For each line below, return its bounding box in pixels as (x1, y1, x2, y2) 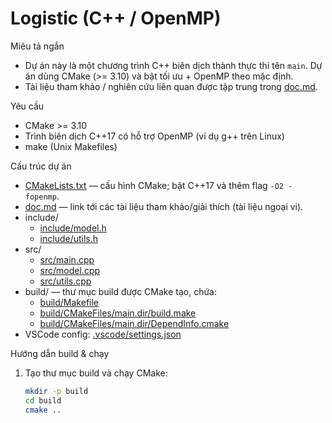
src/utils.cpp (39, 275, 92, 287)
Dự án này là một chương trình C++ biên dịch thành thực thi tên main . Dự (24, 59, 323, 71)
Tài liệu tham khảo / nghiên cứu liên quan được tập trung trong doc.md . (24, 80, 318, 92)
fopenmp (24, 192, 57, 202)
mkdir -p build (24, 386, 89, 396)
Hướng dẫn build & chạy (10, 347, 110, 359)
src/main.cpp (39, 253, 95, 266)
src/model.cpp (39, 264, 101, 276)
